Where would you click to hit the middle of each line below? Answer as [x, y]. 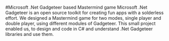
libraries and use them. [30, 34]
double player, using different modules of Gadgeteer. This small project [80, 23]
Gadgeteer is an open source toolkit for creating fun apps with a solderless [85, 13]
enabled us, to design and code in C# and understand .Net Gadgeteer [79, 29]
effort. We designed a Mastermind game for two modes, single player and [83, 18]
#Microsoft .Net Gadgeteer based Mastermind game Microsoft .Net [76, 7]
